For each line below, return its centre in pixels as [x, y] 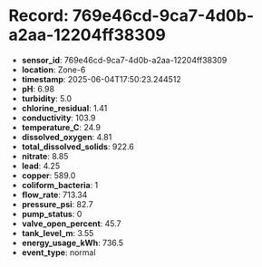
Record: [39, 16]
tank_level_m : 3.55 [58, 233]
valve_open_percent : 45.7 [71, 224]
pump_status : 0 [52, 214]
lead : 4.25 [41, 166]
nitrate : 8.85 [45, 156]
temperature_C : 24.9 [61, 127]
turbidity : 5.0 [47, 98]
